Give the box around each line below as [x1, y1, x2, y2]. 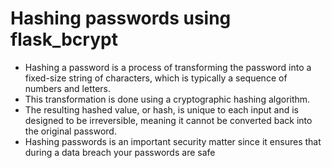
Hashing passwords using [10, 7, 232, 30]
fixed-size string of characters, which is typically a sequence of [24, 72, 288, 84]
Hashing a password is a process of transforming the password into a [24, 61, 312, 73]
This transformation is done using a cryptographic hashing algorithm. [24, 93, 311, 105]
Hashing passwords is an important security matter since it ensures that [24, 135, 322, 147]
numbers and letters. [24, 82, 112, 94]
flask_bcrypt [10, 28, 118, 51]
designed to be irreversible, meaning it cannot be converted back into [24, 114, 313, 126]
